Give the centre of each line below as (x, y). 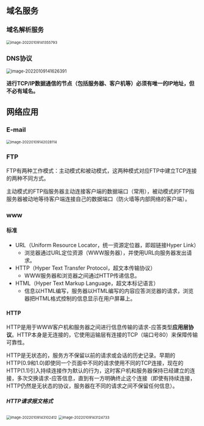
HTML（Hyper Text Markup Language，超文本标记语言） (87, 283)
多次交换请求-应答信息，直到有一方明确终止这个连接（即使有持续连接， (106, 378)
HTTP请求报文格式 (30, 401)
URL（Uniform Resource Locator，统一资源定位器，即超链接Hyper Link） (107, 245)
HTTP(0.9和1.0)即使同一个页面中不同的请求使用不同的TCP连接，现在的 (95, 363)
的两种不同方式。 (28, 178)
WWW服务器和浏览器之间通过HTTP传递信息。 (82, 276)
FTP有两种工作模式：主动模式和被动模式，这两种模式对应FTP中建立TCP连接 (102, 170)
